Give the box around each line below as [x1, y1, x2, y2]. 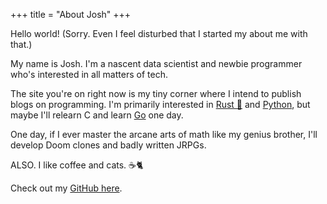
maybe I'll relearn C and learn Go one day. [10, 109, 184, 121]
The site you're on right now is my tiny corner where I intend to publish [10, 88, 302, 99]
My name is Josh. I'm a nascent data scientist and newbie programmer [10, 58, 303, 69]
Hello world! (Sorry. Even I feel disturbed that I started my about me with [10, 28, 308, 39]
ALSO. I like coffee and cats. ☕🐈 [10, 159, 144, 171]
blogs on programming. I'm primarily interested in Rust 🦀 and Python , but [10, 99, 311, 110]
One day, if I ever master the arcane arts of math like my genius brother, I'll [10, 129, 318, 140]
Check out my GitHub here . [10, 182, 123, 194]
